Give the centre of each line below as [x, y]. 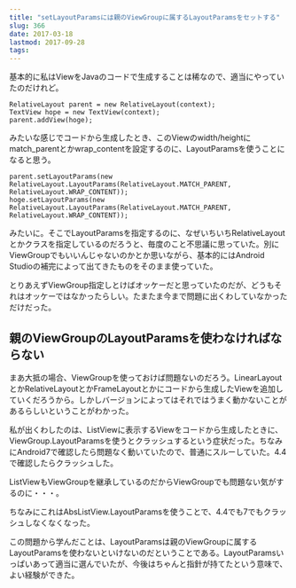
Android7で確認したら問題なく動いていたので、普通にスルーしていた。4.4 [152, 451]
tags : [19, 51]
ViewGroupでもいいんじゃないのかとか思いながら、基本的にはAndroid [137, 255]
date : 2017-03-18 [41, 34]
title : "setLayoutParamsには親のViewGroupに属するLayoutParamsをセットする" [145, 17]
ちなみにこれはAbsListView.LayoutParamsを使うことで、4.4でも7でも [136, 512]
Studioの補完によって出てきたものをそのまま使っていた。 [113, 266]
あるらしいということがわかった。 [71, 411]
